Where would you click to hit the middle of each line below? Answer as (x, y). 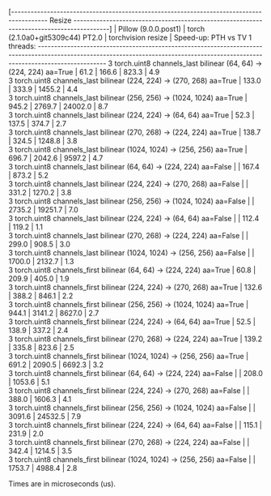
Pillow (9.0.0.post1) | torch (162, 29)
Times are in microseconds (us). (62, 484)
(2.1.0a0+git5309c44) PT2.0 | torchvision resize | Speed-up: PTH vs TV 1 (130, 37)
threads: (22, 46)
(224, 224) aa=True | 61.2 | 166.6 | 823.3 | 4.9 (84, 72)
